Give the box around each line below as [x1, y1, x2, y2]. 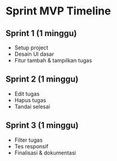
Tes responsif [14, 142, 49, 150]
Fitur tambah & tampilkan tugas [14, 57, 92, 64]
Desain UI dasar [14, 50, 54, 58]
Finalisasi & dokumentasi [14, 149, 77, 156]
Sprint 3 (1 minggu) [5, 120, 79, 130]
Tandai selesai [14, 103, 51, 110]
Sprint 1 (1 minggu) [5, 28, 77, 38]
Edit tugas [14, 90, 40, 97]
